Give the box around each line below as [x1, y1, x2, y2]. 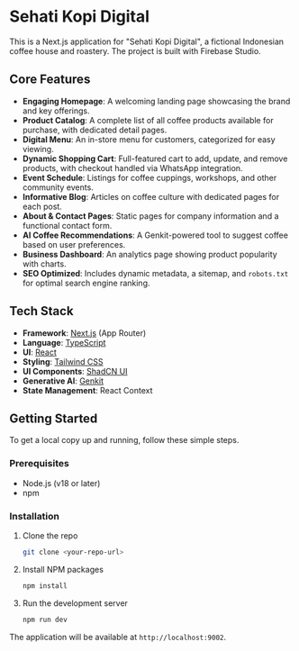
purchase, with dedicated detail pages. [22, 124, 168, 135]
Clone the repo [22, 529, 78, 541]
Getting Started [9, 411, 98, 426]
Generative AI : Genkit [22, 375, 104, 386]
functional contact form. [22, 220, 113, 231]
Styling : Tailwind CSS [22, 356, 104, 366]
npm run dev [22, 615, 68, 624]
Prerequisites [9, 457, 69, 470]
